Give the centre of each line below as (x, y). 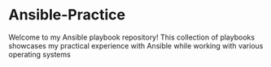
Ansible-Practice (67, 15)
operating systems (39, 54)
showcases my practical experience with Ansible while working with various (136, 45)
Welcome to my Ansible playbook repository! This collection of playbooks (131, 37)
